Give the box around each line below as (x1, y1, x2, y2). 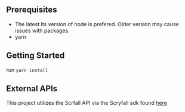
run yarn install (6, 66, 48, 73)
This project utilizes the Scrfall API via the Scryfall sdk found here (6, 99, 167, 107)
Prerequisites (6, 5, 57, 15)
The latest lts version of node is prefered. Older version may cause (14, 20, 179, 27)
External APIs (6, 83, 58, 94)
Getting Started (6, 51, 65, 61)
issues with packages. (14, 27, 70, 34)
